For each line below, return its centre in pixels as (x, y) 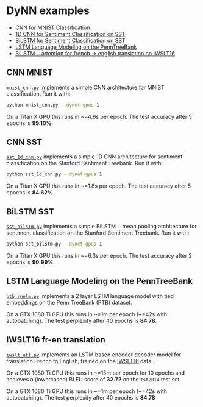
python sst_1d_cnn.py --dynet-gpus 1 (54, 174)
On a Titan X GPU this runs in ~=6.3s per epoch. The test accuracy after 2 (99, 256)
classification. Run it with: (38, 94)
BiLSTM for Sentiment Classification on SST (70, 40)
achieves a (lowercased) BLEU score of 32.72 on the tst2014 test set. (94, 379)
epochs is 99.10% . (30, 123)
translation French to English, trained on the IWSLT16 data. (80, 361)
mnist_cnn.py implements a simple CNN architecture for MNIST (85, 87)
